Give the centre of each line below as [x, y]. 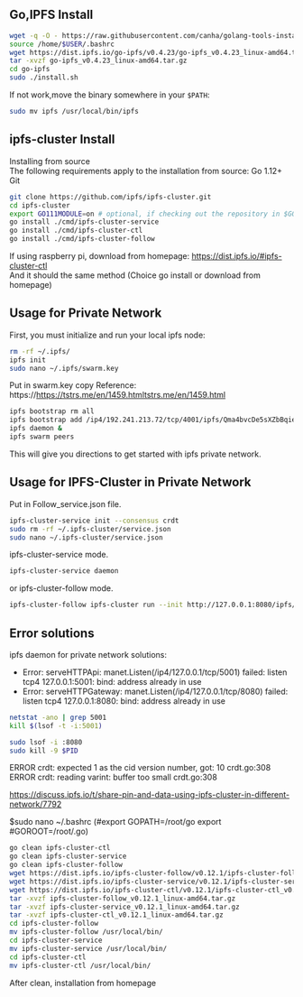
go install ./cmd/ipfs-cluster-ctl [76, 231]
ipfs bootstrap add [46, 420]
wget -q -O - [34, 35]
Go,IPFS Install [51, 15]
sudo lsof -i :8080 [46, 742]
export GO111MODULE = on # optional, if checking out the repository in [145, 214]
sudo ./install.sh [44, 78]
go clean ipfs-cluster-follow [66, 865]
